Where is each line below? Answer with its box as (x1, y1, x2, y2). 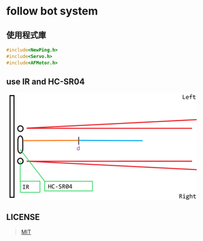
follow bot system (6, 4, 98, 18)
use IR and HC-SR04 (6, 77, 85, 87)
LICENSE (6, 212, 40, 222)
